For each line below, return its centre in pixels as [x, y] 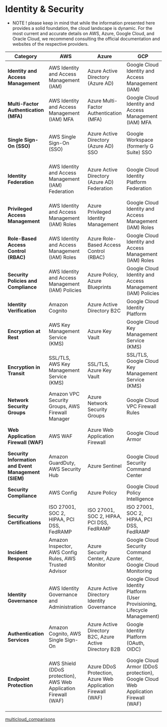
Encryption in [24, 367]
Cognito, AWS [65, 634]
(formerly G [140, 146]
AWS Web [60, 682]
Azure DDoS [102, 666]
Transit [16, 373]
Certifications [24, 522]
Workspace [140, 140]
